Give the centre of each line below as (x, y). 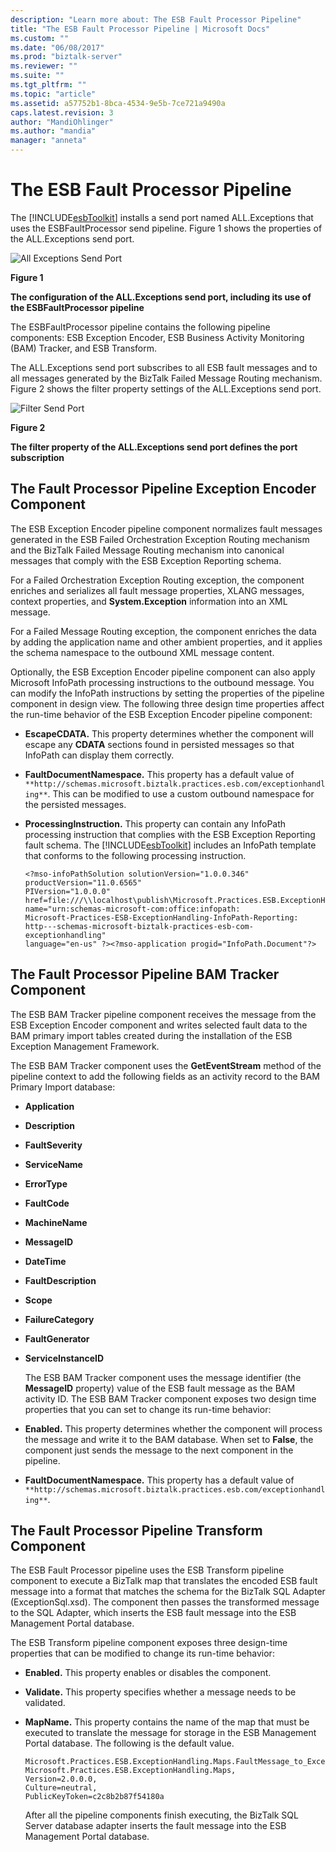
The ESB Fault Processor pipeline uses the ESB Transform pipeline (147, 1570)
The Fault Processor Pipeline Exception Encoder (163, 489)
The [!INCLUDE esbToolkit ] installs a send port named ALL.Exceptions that (162, 217)
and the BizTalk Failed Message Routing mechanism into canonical (147, 550)
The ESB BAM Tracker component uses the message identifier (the (163, 1377)
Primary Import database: (63, 1087)
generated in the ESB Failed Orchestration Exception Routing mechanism (160, 539)
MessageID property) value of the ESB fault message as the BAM (160, 1388)
